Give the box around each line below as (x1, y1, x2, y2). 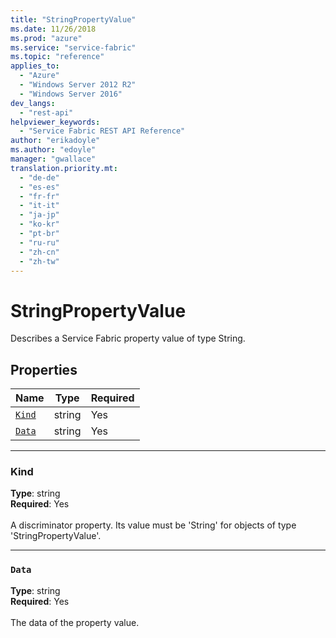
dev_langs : (10, 98, 56, 108)
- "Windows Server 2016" (19, 89, 123, 99)
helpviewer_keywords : (10, 117, 101, 127)
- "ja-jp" (19, 210, 60, 220)
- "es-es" (19, 182, 60, 192)
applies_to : (10, 61, 60, 71)
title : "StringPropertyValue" (10, 14, 137, 25)
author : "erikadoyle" (10, 136, 101, 146)
